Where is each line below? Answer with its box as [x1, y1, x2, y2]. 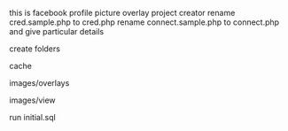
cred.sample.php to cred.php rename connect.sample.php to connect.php [9, 17, 280, 27]
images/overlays [9, 78, 70, 88]
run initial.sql [9, 112, 56, 122]
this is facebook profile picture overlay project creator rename [9, 8, 236, 18]
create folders [9, 43, 60, 54]
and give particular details [9, 27, 105, 36]
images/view [9, 95, 56, 105]
